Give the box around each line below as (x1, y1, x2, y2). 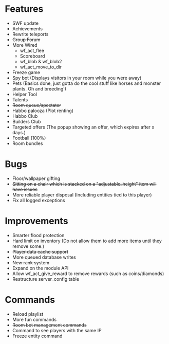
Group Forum (12, 37, 41, 43)
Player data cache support (12, 248, 69, 255)
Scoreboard (20, 52, 45, 59)
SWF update (12, 20, 39, 26)
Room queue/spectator (12, 102, 61, 108)
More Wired (12, 42, 37, 48)
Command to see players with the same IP (12, 327, 102, 333)
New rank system (12, 259, 50, 265)
